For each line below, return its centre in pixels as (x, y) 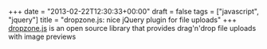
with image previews (42, 36)
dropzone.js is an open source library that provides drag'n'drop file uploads (132, 28)
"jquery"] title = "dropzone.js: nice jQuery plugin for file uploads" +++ (123, 20)
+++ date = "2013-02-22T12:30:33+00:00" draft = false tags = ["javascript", (133, 11)
